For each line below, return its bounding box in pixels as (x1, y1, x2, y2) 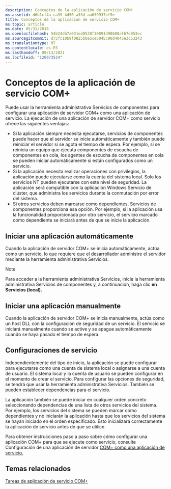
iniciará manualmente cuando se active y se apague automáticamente (5, 325, 152, 332)
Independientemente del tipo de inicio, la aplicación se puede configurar (5, 360, 157, 366)
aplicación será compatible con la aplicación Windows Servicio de (12, 184, 152, 191)
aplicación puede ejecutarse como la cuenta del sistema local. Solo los (12, 174, 161, 180)
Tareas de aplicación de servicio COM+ (5, 478, 88, 484)
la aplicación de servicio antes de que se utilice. (5, 423, 106, 429)
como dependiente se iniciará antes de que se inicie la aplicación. (12, 217, 151, 223)
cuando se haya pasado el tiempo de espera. (5, 331, 100, 337)
